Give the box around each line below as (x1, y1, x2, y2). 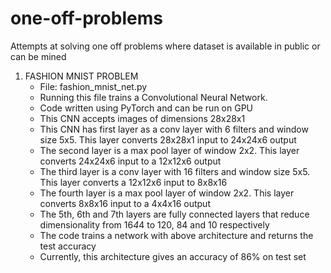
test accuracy (39, 240, 97, 252)
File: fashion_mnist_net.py (39, 80, 148, 92)
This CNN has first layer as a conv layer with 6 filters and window (39, 123, 309, 135)
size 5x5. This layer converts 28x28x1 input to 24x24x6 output (39, 133, 297, 146)
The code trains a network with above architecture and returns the (39, 229, 314, 241)
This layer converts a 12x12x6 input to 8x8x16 (39, 176, 228, 188)
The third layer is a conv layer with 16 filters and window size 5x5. (39, 165, 311, 177)
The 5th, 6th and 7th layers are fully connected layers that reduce (39, 208, 310, 220)
